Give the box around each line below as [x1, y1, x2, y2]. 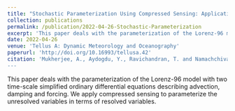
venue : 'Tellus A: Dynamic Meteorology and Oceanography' [7, 43, 180, 50]
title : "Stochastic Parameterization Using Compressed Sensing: [7, 10, 199, 17]
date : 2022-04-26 [7, 36, 58, 43]
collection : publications [7, 17, 83, 24]
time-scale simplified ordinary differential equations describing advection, [7, 82, 220, 91]
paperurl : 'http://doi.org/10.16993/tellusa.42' [7, 50, 152, 57]
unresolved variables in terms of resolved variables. [7, 97, 157, 105]
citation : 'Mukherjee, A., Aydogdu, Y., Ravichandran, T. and [7, 56, 192, 63]
